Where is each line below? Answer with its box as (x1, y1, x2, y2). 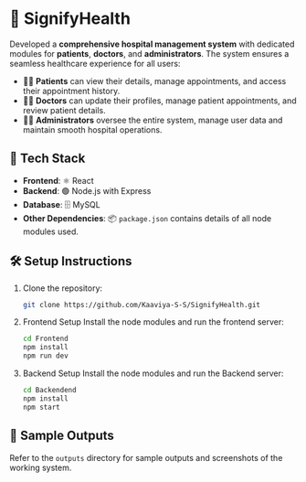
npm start (22, 402, 61, 412)
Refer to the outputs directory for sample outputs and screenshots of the (9, 452, 283, 463)
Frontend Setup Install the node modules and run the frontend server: (22, 316, 285, 327)
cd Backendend (22, 386, 77, 395)
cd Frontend (22, 334, 69, 344)
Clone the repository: (22, 283, 103, 294)
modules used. (22, 226, 79, 237)
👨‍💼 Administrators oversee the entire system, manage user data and (22, 114, 283, 125)
